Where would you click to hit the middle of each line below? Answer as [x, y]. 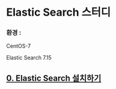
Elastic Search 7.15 [29, 58]
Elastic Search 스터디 [59, 12]
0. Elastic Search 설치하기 [54, 78]
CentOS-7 [19, 46]
